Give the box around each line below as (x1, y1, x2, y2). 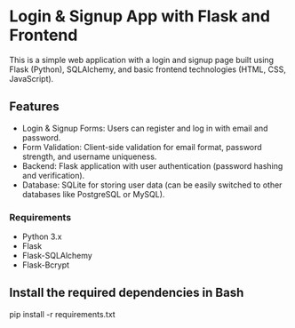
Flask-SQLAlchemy (21, 251, 93, 261)
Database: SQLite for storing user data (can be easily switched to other (21, 180, 283, 190)
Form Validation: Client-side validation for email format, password (21, 141, 262, 152)
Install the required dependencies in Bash (9, 285, 244, 300)
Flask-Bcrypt (21, 260, 69, 270)
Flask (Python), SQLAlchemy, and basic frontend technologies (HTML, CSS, (9, 64, 286, 75)
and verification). (21, 170, 85, 180)
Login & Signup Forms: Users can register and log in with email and (21, 123, 268, 133)
